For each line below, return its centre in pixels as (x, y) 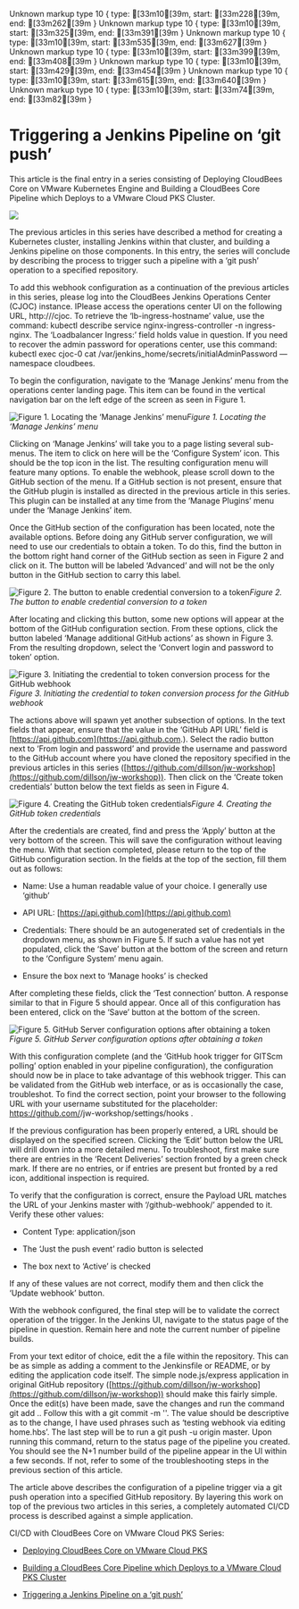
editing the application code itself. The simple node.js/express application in (149, 1375)
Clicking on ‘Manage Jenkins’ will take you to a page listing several (132, 443)
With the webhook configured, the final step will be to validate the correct (144, 1310)
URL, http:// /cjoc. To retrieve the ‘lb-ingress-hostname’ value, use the (137, 315)
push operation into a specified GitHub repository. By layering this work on (146, 1496)
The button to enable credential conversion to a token (108, 601)
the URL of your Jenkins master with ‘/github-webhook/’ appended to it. (141, 1204)
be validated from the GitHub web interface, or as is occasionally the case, (146, 1085)
